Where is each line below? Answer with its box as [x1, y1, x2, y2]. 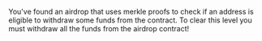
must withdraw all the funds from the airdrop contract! [8, 24, 189, 33]
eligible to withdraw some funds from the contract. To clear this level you [8, 15, 253, 25]
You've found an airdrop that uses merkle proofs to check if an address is [8, 7, 254, 16]
